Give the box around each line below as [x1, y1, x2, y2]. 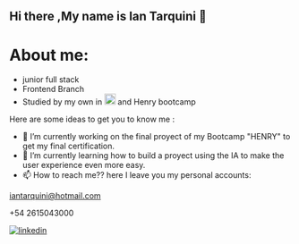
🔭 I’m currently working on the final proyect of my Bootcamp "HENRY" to [21, 131, 291, 142]
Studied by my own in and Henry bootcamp [21, 97, 197, 107]
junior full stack [21, 74, 80, 85]
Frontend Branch [21, 84, 85, 95]
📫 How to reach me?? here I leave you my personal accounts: [21, 170, 252, 181]
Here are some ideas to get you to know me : [9, 114, 175, 125]
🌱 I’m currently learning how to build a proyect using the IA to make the [21, 150, 285, 161]
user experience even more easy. [21, 160, 146, 171]
